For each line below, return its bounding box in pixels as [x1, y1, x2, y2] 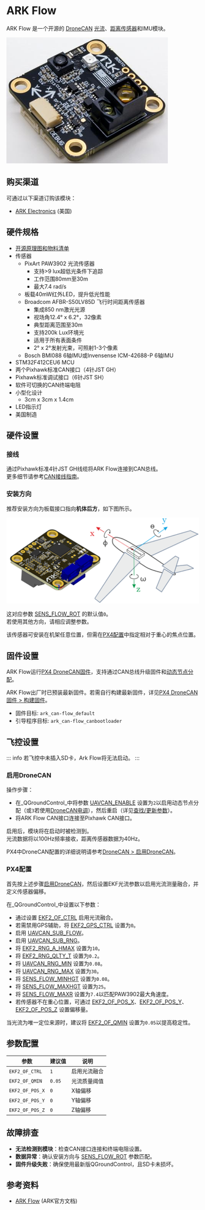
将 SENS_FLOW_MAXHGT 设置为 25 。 [15, 983, 110, 990]
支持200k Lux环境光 [33, 328, 84, 336]
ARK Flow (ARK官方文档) [15, 1197, 78, 1204]
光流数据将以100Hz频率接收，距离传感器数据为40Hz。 [6, 835, 144, 842]
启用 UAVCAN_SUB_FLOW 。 [15, 929, 88, 936]
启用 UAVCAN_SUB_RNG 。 [15, 937, 83, 944]
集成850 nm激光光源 [33, 306, 86, 313]
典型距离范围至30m [33, 321, 83, 328]
